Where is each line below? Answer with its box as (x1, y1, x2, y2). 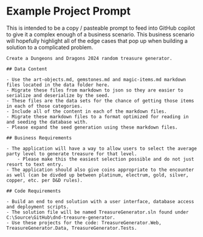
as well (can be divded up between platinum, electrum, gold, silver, (6, 172, 189, 178)
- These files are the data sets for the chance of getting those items (6, 98, 194, 104)
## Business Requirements (6, 135, 72, 141)
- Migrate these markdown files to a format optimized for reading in (6, 113, 189, 119)
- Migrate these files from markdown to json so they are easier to (6, 87, 184, 93)
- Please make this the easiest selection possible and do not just (17, 156, 194, 162)
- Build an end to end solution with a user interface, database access (6, 198, 194, 204)
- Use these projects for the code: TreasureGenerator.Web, (6, 219, 162, 225)
